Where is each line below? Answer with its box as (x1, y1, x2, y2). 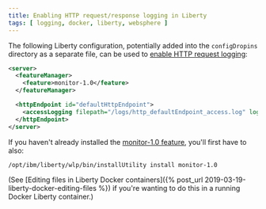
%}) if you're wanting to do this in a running (98, 183, 241, 192)
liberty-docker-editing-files (8, 183, 97, 192)
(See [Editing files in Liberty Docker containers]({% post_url (8, 175, 203, 184)
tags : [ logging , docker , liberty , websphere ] (8, 19, 169, 27)
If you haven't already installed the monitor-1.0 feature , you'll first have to (8, 137, 247, 146)
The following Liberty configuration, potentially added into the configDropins (8, 40, 258, 50)
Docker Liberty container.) (8, 192, 93, 201)
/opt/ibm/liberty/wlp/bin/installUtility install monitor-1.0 (8, 161, 218, 169)
